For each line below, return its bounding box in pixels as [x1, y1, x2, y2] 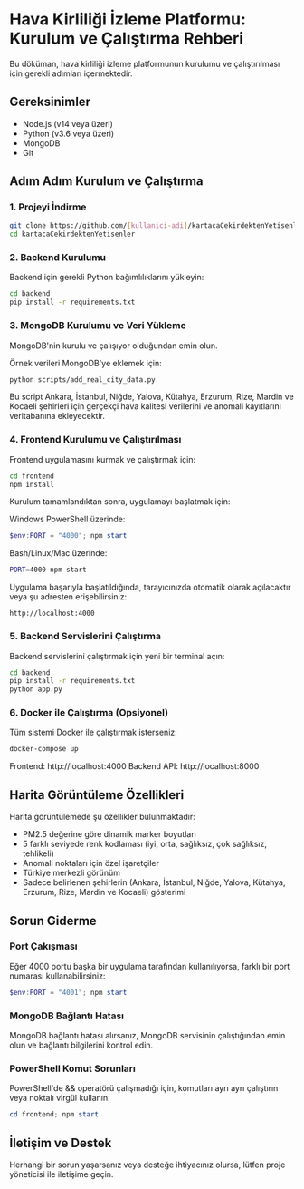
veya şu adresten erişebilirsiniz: [9, 591, 128, 602]
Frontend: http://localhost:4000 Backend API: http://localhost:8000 [9, 761, 260, 772]
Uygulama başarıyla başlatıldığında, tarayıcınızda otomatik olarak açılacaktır [9, 581, 291, 593]
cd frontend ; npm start [9, 1110, 100, 1119]
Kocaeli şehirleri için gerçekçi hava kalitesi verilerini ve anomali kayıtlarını [9, 401, 282, 412]
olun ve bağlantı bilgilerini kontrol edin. [9, 1039, 154, 1050]
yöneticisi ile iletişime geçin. [9, 1168, 114, 1179]
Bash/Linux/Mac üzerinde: [9, 548, 108, 559]
